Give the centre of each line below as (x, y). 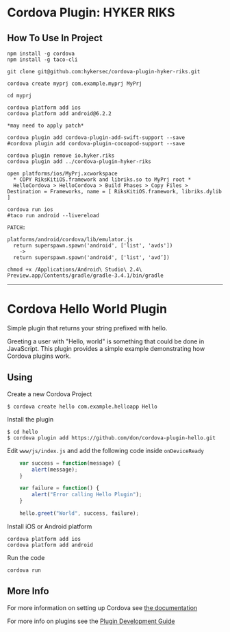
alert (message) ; (55, 470)
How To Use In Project (55, 38)
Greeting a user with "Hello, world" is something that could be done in (106, 341)
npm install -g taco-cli (42, 60)
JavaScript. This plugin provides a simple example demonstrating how (106, 348)
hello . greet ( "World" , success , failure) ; (79, 513)
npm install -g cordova (41, 53)
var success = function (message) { (70, 463)
